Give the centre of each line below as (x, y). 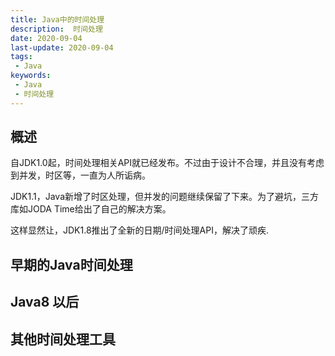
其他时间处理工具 (63, 339)
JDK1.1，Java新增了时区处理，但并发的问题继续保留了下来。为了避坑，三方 (165, 197)
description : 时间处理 (56, 29)
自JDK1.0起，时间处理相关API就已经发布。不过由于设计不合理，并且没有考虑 (167, 163)
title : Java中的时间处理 (57, 19)
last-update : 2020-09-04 (62, 47)
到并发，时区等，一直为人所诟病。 (80, 175)
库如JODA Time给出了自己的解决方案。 (91, 209)
